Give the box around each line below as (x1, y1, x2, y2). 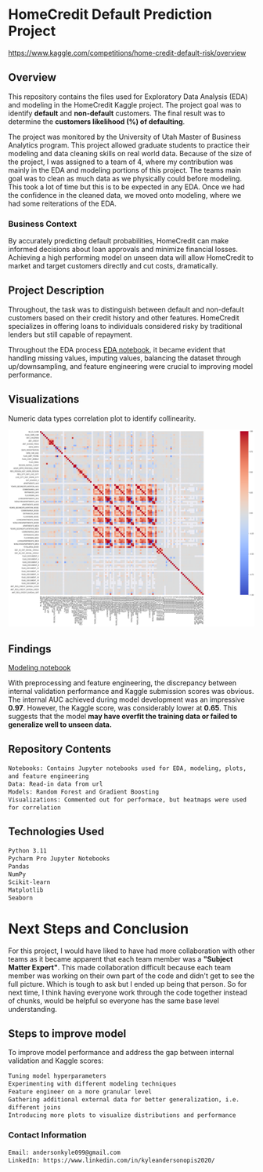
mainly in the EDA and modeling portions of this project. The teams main (8, 165, 241, 174)
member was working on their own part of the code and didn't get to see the (8, 971, 255, 980)
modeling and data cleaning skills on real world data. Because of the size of (8, 148, 252, 158)
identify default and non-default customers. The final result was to (8, 108, 225, 118)
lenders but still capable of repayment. (8, 330, 133, 339)
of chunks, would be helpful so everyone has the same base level (8, 995, 219, 1006)
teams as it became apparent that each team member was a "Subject (8, 954, 233, 963)
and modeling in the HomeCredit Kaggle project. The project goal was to (8, 100, 242, 109)
